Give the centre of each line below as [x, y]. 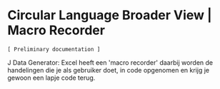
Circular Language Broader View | [110, 15]
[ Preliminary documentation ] [54, 49]
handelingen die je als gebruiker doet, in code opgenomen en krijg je [108, 70]
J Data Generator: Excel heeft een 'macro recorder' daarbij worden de [110, 62]
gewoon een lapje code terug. [51, 78]
